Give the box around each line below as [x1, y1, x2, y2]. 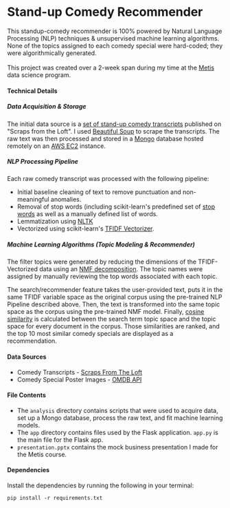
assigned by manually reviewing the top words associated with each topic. [7, 273, 218, 281]
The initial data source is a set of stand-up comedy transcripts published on [7, 120, 222, 128]
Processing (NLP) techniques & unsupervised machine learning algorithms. [7, 34, 220, 42]
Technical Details [7, 87, 58, 95]
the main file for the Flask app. [16, 435, 104, 444]
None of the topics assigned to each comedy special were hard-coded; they [7, 41, 223, 50]
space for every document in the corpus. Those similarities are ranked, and [7, 322, 220, 330]
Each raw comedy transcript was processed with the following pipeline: [7, 175, 209, 183]
